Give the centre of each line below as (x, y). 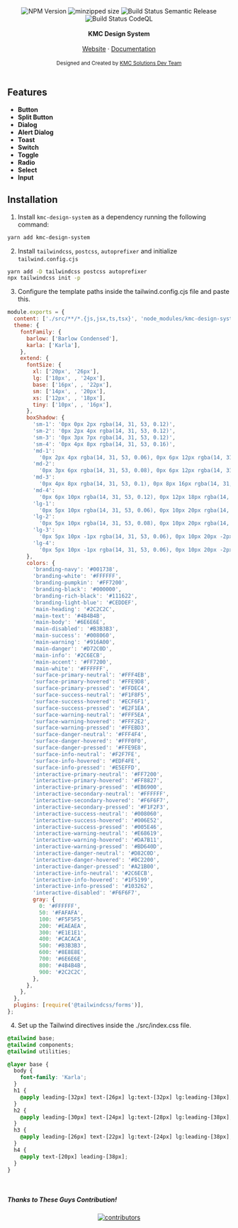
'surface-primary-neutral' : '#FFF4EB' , (92, 675)
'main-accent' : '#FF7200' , (73, 662)
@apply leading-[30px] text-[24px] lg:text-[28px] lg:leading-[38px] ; (126, 1117)
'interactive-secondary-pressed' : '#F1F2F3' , (101, 807)
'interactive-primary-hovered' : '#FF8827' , (98, 781)
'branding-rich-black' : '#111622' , (85, 596)
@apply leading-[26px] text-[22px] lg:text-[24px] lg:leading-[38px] (125, 1137)
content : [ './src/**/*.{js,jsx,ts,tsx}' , (76, 319)
